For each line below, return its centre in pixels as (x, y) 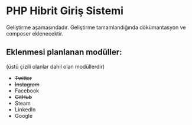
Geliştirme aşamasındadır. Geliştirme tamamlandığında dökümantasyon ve (96, 27)
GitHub (23, 97)
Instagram (27, 84)
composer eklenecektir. (35, 33)
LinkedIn (25, 109)
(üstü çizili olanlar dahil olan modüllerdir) (56, 66)
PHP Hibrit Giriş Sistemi (65, 11)
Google (24, 116)
